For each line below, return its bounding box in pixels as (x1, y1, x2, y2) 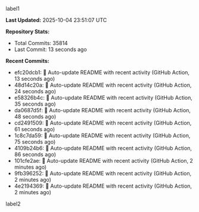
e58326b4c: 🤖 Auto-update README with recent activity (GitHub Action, (14, 94, 193, 101)
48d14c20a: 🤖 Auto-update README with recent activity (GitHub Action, (14, 81, 192, 88)
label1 (5, 5, 20, 12)
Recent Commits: (5, 58, 49, 64)
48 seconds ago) (14, 113, 57, 120)
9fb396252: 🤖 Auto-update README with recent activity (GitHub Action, (14, 170, 192, 177)
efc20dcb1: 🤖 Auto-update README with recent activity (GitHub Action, (14, 69, 190, 76)
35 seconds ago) (14, 100, 56, 107)
